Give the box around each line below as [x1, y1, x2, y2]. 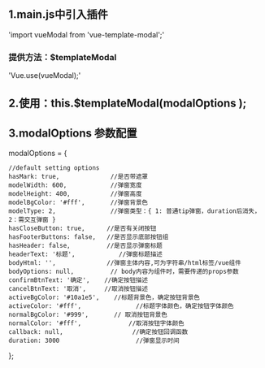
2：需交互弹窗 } [8, 216, 56, 224]
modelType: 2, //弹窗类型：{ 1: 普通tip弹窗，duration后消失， [8, 207, 261, 215]
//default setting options [8, 164, 100, 172]
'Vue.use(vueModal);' [8, 71, 81, 80]
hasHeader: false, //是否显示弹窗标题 [8, 242, 163, 250]
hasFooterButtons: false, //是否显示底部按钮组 [8, 233, 169, 241]
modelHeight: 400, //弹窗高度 [8, 190, 142, 198]
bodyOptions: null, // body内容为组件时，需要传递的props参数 [8, 267, 239, 276]
